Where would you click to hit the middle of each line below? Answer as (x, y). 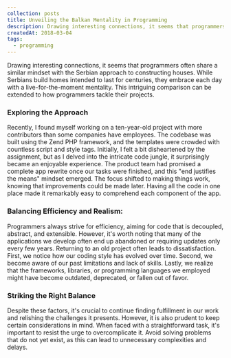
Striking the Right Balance (52, 295)
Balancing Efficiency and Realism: (65, 211)
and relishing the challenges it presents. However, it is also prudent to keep (113, 317)
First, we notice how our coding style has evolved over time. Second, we (110, 255)
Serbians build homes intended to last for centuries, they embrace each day (114, 80)
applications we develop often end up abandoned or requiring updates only (114, 241)
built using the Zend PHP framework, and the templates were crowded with (113, 142)
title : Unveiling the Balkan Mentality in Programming (87, 20)
